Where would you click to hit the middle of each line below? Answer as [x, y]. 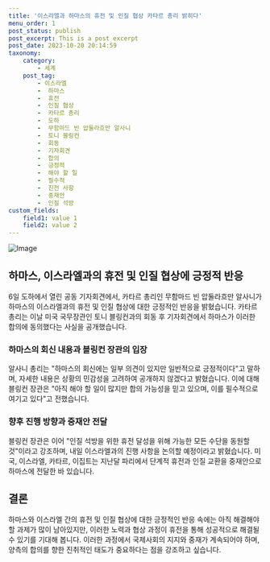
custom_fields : [34, 210]
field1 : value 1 [50, 218]
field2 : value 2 [50, 225]
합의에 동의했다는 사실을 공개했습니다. [68, 326]
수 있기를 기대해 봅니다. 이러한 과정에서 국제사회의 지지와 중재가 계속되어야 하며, [134, 539]
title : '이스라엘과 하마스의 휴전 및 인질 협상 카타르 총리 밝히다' [106, 16]
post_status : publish [45, 31]
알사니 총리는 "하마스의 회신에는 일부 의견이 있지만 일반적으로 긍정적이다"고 [127, 369]
